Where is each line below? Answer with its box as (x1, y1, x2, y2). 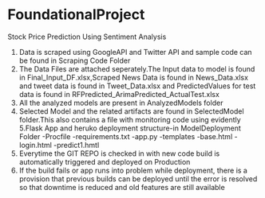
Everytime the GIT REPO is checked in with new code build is (18, 149, 220, 158)
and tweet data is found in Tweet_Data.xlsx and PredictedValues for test (18, 81, 256, 91)
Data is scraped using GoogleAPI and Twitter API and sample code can (18, 47, 252, 56)
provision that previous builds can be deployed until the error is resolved (18, 173, 258, 184)
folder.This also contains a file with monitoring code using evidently (18, 115, 241, 124)
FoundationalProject (7, 6, 145, 24)
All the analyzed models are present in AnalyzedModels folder (18, 98, 223, 107)
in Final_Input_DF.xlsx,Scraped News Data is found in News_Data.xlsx (18, 72, 249, 82)
